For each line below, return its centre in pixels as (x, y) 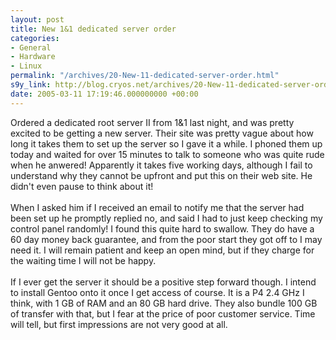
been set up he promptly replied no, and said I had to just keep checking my (166, 218)
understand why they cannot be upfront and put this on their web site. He (161, 175)
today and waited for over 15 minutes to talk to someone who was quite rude (167, 154)
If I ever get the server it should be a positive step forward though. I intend (163, 282)
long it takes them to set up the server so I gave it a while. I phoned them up (166, 143)
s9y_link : (31, 85)
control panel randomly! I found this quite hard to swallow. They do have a (162, 228)
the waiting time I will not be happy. (83, 260)
